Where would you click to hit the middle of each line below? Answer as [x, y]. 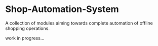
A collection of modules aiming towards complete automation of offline [79, 23]
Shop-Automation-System [62, 9]
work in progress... [25, 38]
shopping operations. [27, 28]
